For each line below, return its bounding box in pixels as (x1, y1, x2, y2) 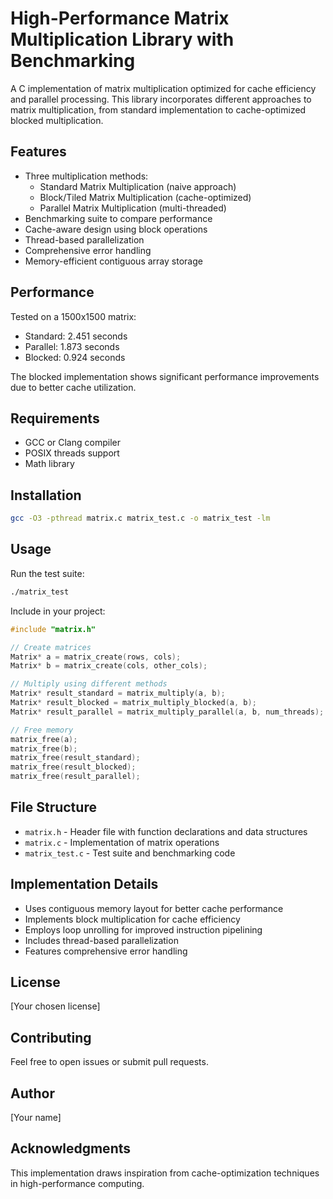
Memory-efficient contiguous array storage (24, 255, 203, 267)
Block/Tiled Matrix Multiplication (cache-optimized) (39, 191, 252, 203)
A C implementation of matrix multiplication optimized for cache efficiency (10, 82, 317, 94)
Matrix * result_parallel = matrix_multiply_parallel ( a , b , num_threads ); (10, 707, 325, 717)
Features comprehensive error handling (24, 945, 188, 957)
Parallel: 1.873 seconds (24, 340, 120, 352)
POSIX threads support (24, 447, 120, 459)
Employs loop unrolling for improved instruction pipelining (24, 923, 263, 936)
